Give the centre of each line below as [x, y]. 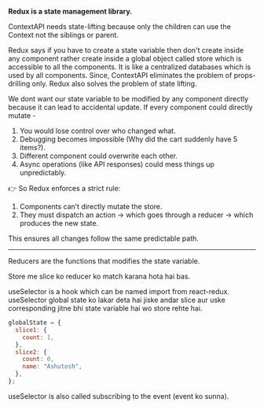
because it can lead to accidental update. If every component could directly [130, 107]
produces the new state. [59, 223]
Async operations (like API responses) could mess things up [117, 164]
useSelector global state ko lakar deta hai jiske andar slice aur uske [117, 300]
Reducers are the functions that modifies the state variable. [104, 261]
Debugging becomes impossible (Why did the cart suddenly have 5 [128, 139]
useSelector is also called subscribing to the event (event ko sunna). [119, 396]
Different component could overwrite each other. [99, 156]
